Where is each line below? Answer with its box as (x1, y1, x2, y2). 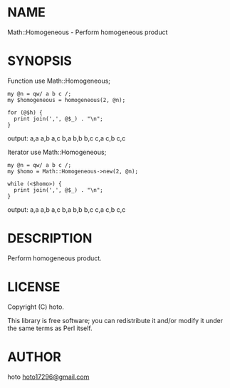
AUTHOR (7, 349, 62, 364)
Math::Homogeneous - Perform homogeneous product (7, 28, 168, 36)
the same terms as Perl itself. (7, 324, 93, 332)
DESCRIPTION (7, 230, 93, 247)
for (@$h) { (7, 108, 43, 116)
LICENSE (7, 279, 61, 295)
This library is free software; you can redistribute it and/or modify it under (7, 316, 224, 325)
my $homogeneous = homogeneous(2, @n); (7, 96, 126, 103)
